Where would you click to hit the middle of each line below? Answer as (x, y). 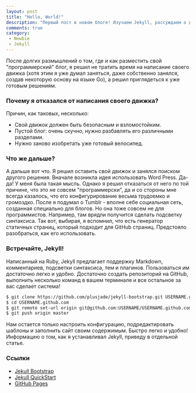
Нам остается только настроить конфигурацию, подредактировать (90, 325)
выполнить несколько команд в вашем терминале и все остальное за (94, 280)
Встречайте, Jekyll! (35, 249)
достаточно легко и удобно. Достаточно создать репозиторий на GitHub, (97, 274)
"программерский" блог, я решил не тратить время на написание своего (98, 67)
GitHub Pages (31, 383)
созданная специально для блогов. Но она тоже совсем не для (85, 209)
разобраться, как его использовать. (51, 233)
